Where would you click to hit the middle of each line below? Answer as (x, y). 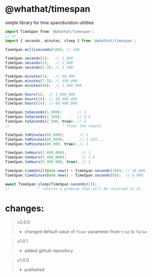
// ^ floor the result (53, 126)
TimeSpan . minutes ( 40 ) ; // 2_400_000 (43, 85)
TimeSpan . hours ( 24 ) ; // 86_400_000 (41, 103)
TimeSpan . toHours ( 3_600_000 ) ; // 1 (48, 153)
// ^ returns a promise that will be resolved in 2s (73, 189)
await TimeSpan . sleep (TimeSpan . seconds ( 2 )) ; (51, 184)
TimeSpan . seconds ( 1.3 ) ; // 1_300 (39, 68)
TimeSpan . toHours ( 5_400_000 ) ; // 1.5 (50, 157)
